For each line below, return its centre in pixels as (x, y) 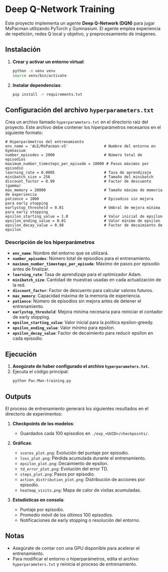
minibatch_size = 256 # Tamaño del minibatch (79, 177)
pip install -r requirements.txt (47, 94)
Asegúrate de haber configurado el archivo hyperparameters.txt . (81, 366)
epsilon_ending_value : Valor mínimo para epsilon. (64, 328)
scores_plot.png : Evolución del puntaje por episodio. (74, 453)
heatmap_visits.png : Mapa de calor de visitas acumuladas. (80, 490)
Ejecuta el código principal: (41, 372)
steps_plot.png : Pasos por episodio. (57, 474)
